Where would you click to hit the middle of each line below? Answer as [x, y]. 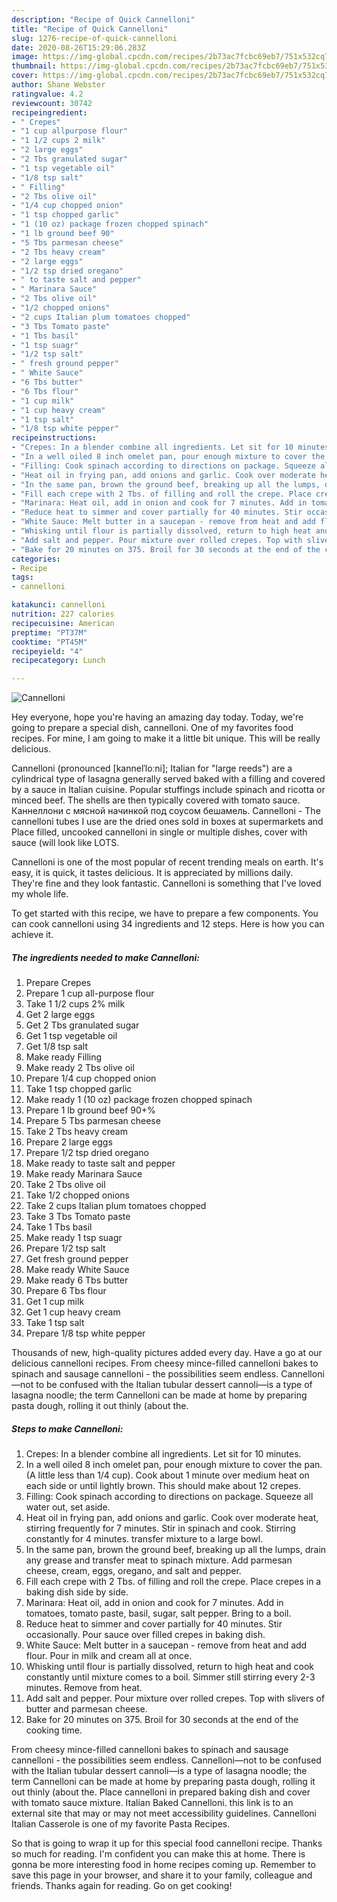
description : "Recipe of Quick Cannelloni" [103, 19]
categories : [36, 559]
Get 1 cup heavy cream [73, 1312]
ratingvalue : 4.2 [47, 94]
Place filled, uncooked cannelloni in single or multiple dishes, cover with [159, 832]
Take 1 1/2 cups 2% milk [75, 1004]
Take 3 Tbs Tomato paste [78, 1217]
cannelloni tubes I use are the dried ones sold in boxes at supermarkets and [167, 822]
